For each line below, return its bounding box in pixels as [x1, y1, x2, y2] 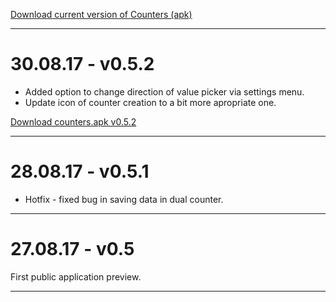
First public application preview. [10, 270, 142, 283]
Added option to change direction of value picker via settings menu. [24, 85, 305, 98]
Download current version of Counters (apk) [10, 9, 193, 20]
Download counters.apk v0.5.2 [10, 115, 137, 128]
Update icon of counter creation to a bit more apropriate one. [24, 96, 277, 108]
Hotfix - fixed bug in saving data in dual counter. [24, 193, 224, 205]
